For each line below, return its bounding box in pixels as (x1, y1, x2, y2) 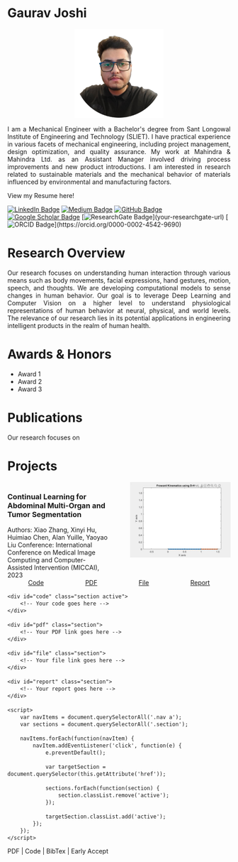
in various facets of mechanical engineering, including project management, (7, 140, 231, 148)
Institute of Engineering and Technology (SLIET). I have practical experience (7, 132, 231, 141)
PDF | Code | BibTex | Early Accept (7, 846, 108, 855)
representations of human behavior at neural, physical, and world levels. (7, 306, 231, 315)
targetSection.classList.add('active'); (45, 813, 166, 820)
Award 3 (17, 385, 42, 393)
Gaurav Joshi (7, 5, 87, 21)
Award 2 (17, 377, 42, 386)
